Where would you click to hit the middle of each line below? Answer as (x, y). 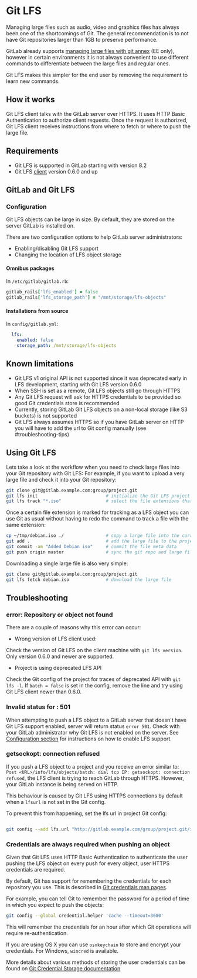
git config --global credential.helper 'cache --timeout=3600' (85, 916)
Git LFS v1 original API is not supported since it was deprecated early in (101, 378)
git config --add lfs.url (38, 829)
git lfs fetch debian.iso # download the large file (89, 580)
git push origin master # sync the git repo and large (94, 552)
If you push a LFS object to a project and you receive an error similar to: (93, 766)
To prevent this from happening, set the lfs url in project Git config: (86, 813)
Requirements (32, 151)
